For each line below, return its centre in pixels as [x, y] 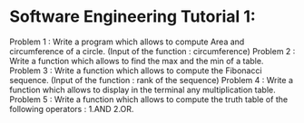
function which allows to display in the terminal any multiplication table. [142, 90]
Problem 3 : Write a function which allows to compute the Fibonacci [136, 71]
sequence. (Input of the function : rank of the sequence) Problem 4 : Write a [151, 80]
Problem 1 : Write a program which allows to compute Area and [127, 42]
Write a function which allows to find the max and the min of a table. [137, 61]
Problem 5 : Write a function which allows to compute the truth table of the [149, 99]
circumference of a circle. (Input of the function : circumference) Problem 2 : [152, 51]
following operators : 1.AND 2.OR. [72, 109]
